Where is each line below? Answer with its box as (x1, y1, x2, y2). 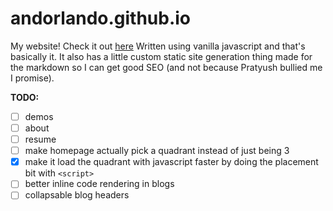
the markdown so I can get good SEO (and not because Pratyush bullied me (10, 61, 323, 73)
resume (24, 133, 57, 146)
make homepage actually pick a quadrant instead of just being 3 (24, 145, 290, 157)
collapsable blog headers (24, 189, 130, 201)
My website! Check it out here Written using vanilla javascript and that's (10, 40, 306, 52)
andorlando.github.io (10, 7, 192, 30)
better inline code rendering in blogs (24, 178, 175, 190)
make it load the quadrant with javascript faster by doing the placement (24, 156, 319, 168)
